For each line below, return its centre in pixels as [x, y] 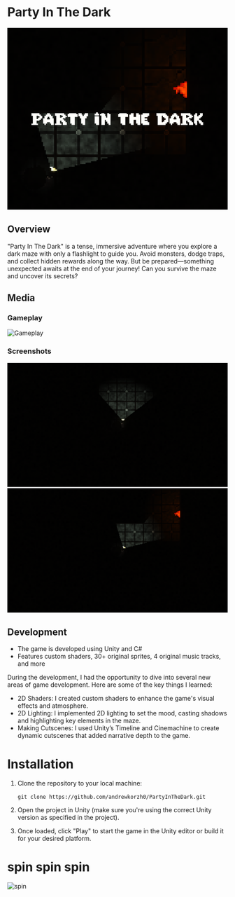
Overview [29, 230]
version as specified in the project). [68, 818]
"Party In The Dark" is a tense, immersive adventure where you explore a [112, 246]
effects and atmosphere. [53, 706]
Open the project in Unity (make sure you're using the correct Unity [114, 810]
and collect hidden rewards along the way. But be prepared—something [111, 261]
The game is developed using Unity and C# [80, 649]
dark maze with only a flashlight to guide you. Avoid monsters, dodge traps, [116, 254]
